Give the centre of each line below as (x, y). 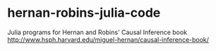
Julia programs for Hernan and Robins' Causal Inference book (97, 32)
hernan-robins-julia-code (84, 13)
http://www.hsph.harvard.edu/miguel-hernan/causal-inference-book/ (108, 39)
